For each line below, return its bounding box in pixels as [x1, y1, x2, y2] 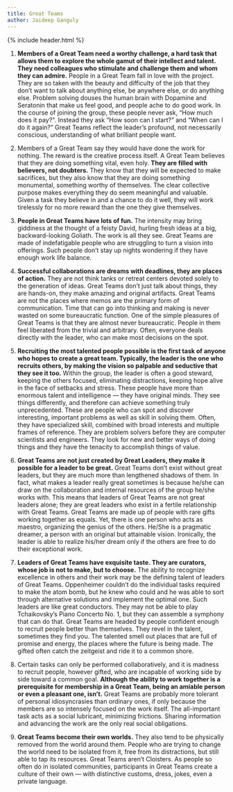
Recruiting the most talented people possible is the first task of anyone [17, 347, 226, 355]
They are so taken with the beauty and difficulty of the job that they [17, 79, 210, 87]
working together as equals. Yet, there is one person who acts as [17, 515, 203, 523]
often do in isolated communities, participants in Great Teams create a [17, 762, 218, 770]
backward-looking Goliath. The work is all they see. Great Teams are [17, 231, 214, 240]
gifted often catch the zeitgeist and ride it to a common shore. [17, 647, 194, 655]
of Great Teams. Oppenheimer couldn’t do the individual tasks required [17, 580, 221, 588]
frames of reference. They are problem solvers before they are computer [17, 428, 226, 436]
